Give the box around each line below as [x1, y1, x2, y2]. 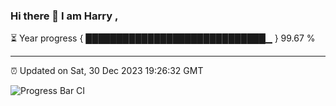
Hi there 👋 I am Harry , [10, 9, 119, 23]
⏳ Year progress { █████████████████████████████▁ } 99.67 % [10, 32, 316, 44]
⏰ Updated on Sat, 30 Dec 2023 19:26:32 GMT [10, 65, 204, 77]
